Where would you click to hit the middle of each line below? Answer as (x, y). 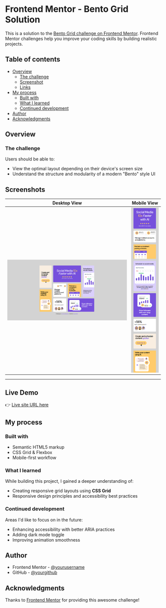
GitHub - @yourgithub (35, 572)
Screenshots (25, 189)
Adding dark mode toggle (38, 534)
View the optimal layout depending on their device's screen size (77, 169)
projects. (14, 44)
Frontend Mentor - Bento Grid (67, 9)
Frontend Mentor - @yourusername (48, 567)
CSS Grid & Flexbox (32, 452)
